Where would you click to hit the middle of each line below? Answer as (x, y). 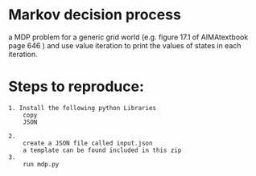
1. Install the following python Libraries (83, 108)
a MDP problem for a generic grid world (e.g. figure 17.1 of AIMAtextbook (128, 37)
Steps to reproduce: (76, 87)
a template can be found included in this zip (102, 150)
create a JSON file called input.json (88, 143)
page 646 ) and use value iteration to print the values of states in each (125, 45)
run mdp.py (41, 164)
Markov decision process (95, 15)
